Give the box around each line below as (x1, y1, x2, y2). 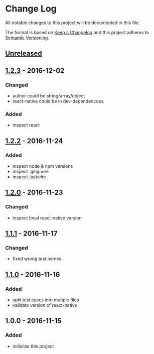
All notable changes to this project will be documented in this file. (5, 20, 140, 26)
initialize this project (12, 343, 54, 349)
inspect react (12, 122, 40, 128)
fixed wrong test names (12, 256, 62, 262)
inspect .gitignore (12, 169, 49, 174)
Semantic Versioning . (5, 35, 49, 41)
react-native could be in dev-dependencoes (12, 98, 104, 104)
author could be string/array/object (12, 93, 85, 99)
